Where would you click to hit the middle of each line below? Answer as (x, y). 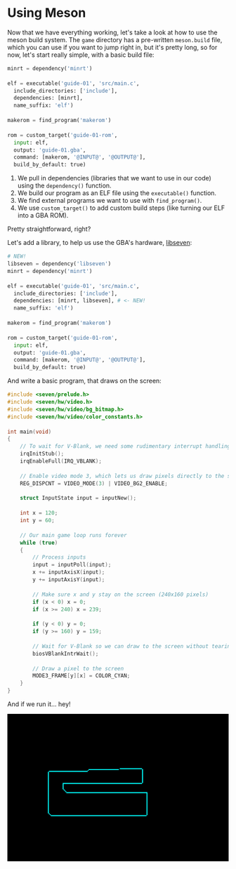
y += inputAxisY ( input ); (69, 580)
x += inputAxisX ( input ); (69, 572)
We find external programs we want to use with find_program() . (110, 201)
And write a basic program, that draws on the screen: (84, 381)
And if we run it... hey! (39, 704)
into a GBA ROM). (43, 215)
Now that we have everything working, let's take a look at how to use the (112, 32)
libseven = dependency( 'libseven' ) (59, 264)
